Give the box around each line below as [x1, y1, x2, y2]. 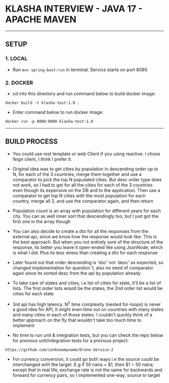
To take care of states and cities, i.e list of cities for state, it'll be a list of [12, 280, 161, 286]
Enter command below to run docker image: [12, 109, 104, 115]
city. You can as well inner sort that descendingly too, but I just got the [12, 213, 159, 219]
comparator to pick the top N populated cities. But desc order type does [12, 176, 162, 182]
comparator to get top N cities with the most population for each [12, 193, 146, 199]
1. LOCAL [5, 55, 28, 62]
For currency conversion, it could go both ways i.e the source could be [12, 356, 159, 362]
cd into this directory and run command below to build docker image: [12, 90, 156, 96]
